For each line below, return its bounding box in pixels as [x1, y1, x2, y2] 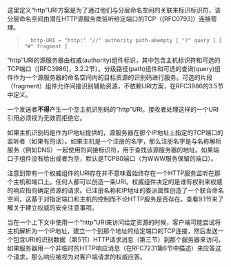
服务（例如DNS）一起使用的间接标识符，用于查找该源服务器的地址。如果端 [7, 146, 219, 154]
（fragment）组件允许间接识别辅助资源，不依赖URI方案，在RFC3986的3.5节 [7, 82, 224, 90]
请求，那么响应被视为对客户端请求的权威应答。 [12, 253, 146, 261]
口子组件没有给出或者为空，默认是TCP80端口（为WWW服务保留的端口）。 [7, 155, 217, 162]
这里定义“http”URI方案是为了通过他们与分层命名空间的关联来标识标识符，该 [7, 6, 221, 14]
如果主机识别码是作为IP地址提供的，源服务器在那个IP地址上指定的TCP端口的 [7, 128, 224, 137]
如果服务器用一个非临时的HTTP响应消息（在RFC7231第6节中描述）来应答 [7, 244, 216, 252]
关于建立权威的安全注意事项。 [12, 204, 98, 212]
